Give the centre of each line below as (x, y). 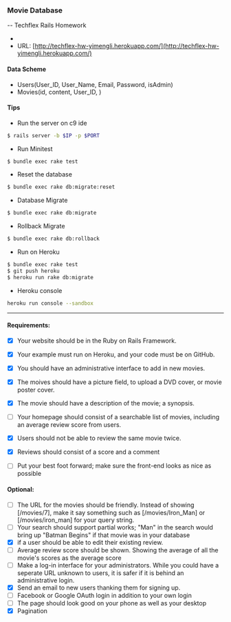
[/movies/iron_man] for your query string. (76, 520)
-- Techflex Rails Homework (47, 26)
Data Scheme (27, 69)
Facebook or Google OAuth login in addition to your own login (104, 595)
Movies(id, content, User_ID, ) (59, 92)
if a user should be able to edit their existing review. (90, 542)
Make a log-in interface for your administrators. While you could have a (118, 565)
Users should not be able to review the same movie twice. (99, 438)
